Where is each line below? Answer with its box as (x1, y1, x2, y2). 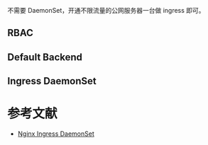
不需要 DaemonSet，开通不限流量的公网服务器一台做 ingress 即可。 (7, 6, 205, 14)
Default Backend (7, 51, 83, 63)
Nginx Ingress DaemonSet (17, 129, 94, 138)
